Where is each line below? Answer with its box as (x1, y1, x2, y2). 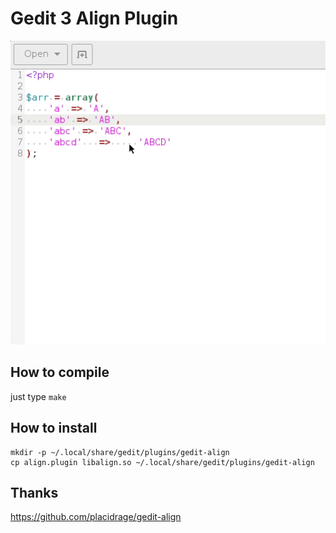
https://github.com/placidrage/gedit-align (10, 511, 182, 523)
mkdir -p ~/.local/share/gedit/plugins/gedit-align (10, 447, 230, 457)
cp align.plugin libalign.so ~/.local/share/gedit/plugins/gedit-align (10, 457, 315, 467)
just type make (10, 390, 67, 402)
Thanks (10, 485, 59, 502)
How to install (10, 420, 98, 437)
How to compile (10, 364, 110, 381)
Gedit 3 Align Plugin (10, 7, 179, 30)
